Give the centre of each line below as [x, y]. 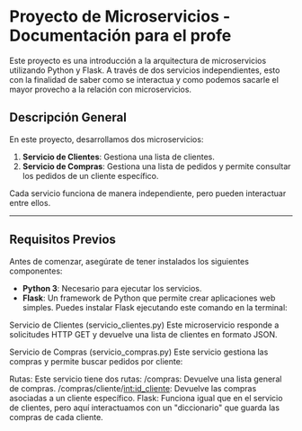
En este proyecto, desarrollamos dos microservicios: [107, 139]
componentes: [36, 271]
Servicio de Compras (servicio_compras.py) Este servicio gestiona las [139, 352]
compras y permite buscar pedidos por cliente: [96, 361]
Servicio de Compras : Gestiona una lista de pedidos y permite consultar [156, 166]
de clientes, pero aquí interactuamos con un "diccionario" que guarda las [145, 408]
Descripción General [68, 117]
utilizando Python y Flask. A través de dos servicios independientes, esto [145, 70]
